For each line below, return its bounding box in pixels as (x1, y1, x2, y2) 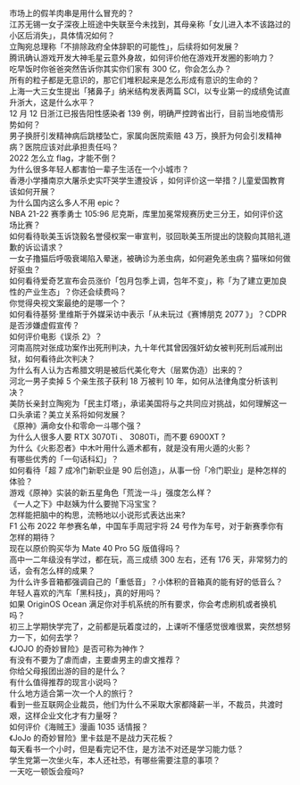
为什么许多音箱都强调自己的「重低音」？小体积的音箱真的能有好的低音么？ (9, 576, 283, 587)
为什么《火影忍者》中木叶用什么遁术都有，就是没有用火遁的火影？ (9, 442, 252, 453)
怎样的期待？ (9, 532, 56, 542)
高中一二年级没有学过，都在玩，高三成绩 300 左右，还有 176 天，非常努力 (9, 554, 280, 565)
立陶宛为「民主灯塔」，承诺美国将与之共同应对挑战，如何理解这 (47, 398, 279, 409)
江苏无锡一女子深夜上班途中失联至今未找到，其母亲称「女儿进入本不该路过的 (9, 19, 291, 29)
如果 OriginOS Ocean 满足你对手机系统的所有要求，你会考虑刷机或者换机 (9, 599, 277, 609)
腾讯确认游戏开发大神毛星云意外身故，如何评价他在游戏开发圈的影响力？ (9, 53, 275, 62)
